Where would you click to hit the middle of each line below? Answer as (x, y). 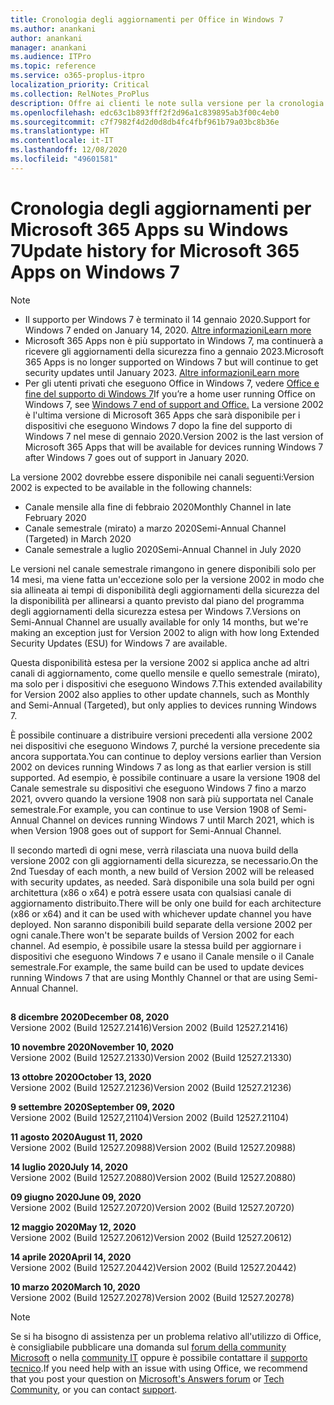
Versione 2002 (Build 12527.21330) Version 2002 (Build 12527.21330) (151, 1058)
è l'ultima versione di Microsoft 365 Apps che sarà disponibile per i (162, 415)
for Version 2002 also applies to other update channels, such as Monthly (160, 694)
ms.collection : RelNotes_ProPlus (80, 94)
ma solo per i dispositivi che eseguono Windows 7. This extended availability (166, 683)
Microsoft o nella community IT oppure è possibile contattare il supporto (159, 1358)
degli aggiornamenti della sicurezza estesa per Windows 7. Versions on (155, 611)
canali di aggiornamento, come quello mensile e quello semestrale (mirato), (165, 673)
